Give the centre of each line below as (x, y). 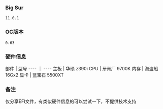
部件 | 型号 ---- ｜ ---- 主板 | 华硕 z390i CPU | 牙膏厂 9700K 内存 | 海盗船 (82, 68)
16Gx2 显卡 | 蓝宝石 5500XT (35, 75)
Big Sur (14, 8)
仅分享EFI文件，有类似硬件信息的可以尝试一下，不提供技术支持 (71, 101)
